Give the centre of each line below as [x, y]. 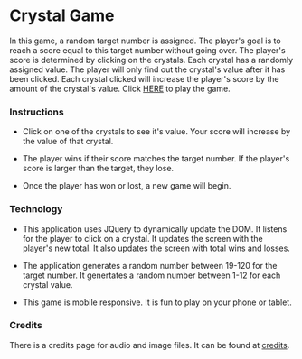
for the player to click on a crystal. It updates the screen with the [143, 238]
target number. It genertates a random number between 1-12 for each [151, 275]
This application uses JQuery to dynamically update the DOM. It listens [155, 229]
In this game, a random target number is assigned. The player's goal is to [146, 41]
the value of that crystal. [68, 142]
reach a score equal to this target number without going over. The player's [148, 50]
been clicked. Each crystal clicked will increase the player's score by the [144, 78]
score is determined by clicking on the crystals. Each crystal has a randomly [151, 60]
